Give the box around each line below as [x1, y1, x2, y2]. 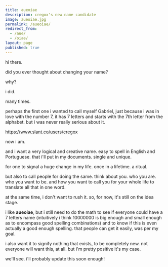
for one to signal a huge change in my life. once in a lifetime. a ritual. [5, 163, 148, 170]
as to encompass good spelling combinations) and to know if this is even [5, 220, 157, 226]
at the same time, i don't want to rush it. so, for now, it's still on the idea [5, 194, 154, 200]
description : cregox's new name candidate [5, 12, 96, 17]
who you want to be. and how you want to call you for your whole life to [5, 178, 154, 185]
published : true [5, 45, 39, 50]
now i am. [5, 138, 26, 144]
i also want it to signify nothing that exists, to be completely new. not [5, 240, 148, 246]
